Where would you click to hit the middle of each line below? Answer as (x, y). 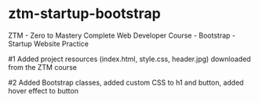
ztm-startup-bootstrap (84, 14)
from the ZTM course (42, 67)
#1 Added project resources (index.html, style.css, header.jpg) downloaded (129, 59)
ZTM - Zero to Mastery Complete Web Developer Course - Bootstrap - (122, 35)
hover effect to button (43, 90)
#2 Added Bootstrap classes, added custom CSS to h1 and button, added (126, 82)
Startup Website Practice (48, 43)
